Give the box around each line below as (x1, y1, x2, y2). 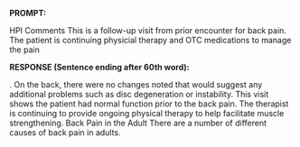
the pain (9, 44, 41, 55)
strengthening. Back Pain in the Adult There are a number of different (9, 117, 267, 128)
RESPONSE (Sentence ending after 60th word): (9, 62, 190, 72)
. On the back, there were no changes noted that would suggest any (9, 79, 263, 89)
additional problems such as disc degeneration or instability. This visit (9, 89, 269, 99)
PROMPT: (9, 8, 47, 18)
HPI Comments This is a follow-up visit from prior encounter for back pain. (9, 25, 287, 35)
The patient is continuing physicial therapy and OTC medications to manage (9, 35, 292, 45)
